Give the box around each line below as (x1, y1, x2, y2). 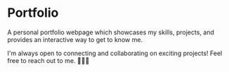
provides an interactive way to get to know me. (7, 35, 143, 43)
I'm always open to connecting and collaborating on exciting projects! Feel (7, 49, 223, 57)
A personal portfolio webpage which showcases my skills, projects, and (7, 28, 214, 36)
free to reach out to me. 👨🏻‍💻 (7, 56, 90, 64)
